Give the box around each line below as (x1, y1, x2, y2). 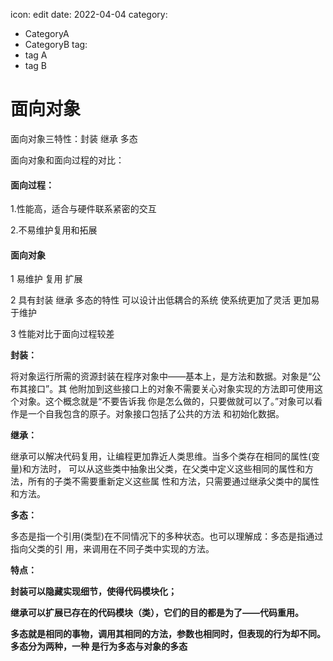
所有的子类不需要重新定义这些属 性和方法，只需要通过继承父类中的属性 (27, 475, 320, 488)
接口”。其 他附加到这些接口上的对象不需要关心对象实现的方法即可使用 (27, 383, 315, 395)
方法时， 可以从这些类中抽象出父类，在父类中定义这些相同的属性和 (31, 463, 306, 475)
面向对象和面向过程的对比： (10, 154, 125, 166)
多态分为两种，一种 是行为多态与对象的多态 (10, 640, 188, 653)
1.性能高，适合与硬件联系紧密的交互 (10, 203, 157, 215)
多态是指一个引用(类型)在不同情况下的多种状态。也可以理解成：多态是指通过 (10, 530, 324, 543)
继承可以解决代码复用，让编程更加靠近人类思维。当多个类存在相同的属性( (10, 450, 312, 463)
